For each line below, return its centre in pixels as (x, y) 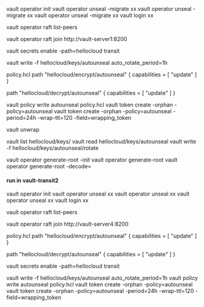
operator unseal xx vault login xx (47, 201)
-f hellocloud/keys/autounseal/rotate (53, 148)
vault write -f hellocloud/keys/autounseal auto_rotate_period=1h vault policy (102, 278)
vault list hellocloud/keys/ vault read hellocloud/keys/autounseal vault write (101, 141)
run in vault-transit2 (32, 180)
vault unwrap (23, 130)
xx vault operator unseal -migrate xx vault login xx (90, 15)
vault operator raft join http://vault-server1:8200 (67, 39)
